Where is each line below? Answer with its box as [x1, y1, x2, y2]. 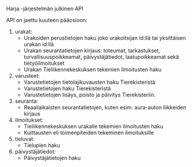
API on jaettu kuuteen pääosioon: [6, 17, 88, 23]
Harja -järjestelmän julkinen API [6, 5, 83, 12]
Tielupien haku [23, 142, 61, 149]
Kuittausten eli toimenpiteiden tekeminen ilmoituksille [23, 129, 154, 136]
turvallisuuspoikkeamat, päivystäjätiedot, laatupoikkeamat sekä [23, 53, 179, 60]
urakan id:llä [23, 41, 54, 48]
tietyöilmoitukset [23, 59, 65, 67]
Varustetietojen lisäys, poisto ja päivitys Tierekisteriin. [23, 92, 156, 98]
